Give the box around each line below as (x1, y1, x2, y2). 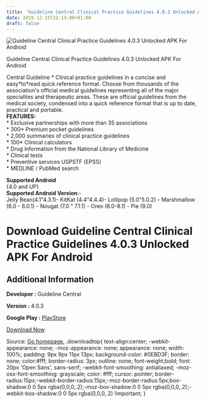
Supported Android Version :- (6, 190, 82, 197)
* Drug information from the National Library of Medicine (6, 145, 149, 153)
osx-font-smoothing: (6, 371, 59, 378)
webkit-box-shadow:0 (6, 390, 62, 397)
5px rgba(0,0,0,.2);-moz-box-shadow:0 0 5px (37, 383, 152, 391)
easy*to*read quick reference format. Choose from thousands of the (6, 80, 179, 87)
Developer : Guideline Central (6, 290, 81, 298)
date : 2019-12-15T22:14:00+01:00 (6, 15, 92, 21)
